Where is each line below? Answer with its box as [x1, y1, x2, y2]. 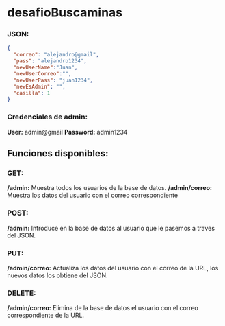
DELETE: [7, 288, 36, 298]
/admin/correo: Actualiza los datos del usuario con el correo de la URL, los [7, 264, 219, 272]
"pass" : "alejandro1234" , [13, 58, 88, 65]
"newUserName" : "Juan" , [13, 64, 78, 71]
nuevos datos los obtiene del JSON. [7, 271, 108, 279]
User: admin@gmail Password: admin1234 [7, 128, 128, 136]
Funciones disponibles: [7, 148, 109, 159]
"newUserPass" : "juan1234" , [13, 77, 94, 84]
